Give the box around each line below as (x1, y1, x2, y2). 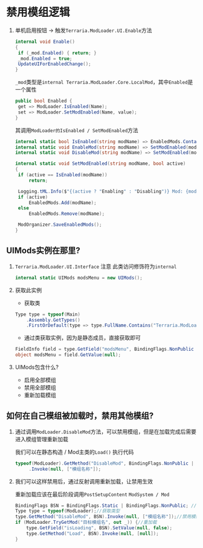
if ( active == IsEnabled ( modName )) (18, 172, 108, 178)
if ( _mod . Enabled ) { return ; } (18, 49, 97, 56)
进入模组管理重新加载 (14, 435, 68, 442)
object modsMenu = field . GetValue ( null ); (14, 352, 121, 358)
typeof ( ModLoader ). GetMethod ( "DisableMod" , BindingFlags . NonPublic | (14, 460, 195, 467)
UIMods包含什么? (14, 363, 59, 371)
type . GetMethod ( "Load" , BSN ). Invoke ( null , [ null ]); (26, 530, 159, 537)
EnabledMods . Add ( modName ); (28, 200, 97, 206)
